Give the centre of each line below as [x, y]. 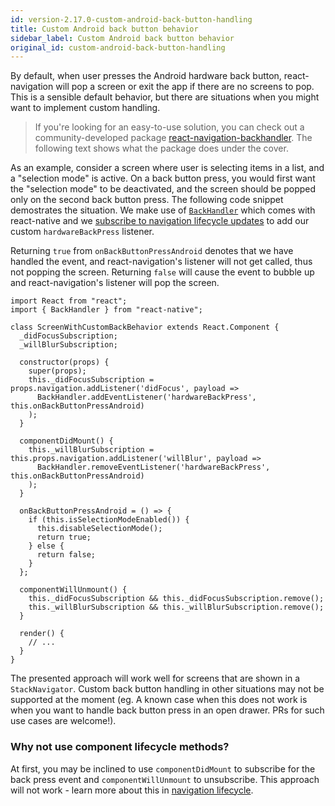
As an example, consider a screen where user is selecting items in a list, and [167, 168]
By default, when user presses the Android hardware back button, [146, 76]
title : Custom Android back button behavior [104, 29]
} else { [46, 546]
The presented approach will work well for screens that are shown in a [155, 678]
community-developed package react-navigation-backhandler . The [173, 138]
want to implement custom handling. [85, 108]
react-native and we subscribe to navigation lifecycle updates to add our [160, 221]
